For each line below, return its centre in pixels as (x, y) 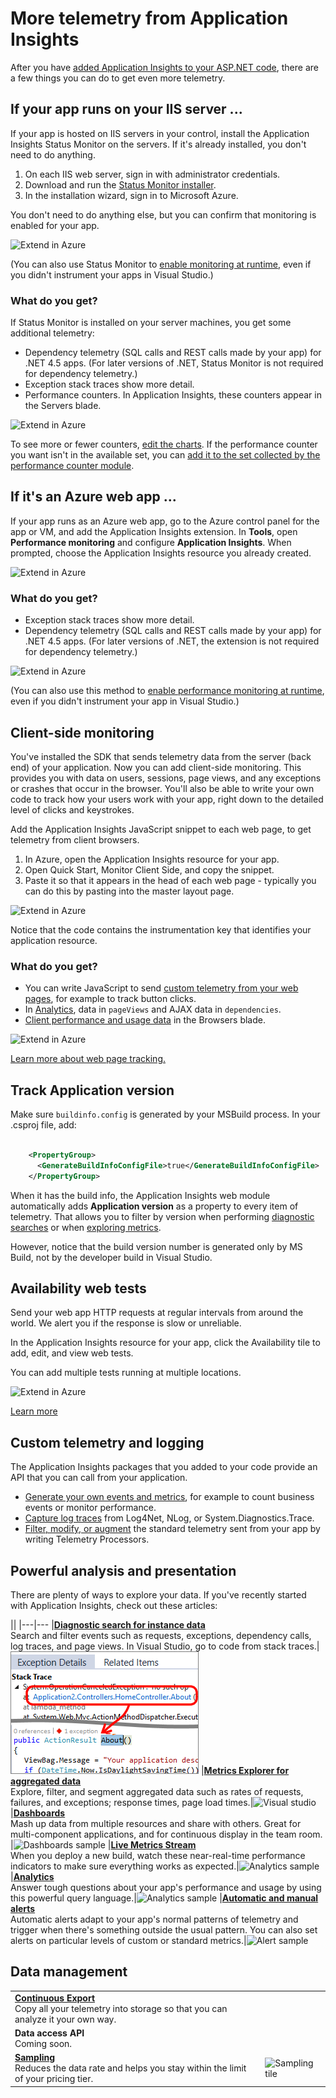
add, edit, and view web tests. (72, 1353)
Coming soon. (43, 2043)
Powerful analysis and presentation (123, 1570)
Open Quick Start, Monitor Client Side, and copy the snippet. (149, 869)
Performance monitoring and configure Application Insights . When (151, 542)
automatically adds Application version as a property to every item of (154, 1206)
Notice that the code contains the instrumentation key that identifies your (161, 929)
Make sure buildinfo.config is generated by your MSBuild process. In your (165, 1114)
